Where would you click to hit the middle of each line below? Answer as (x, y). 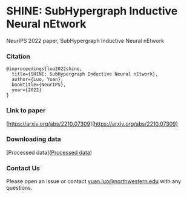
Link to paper (26, 111)
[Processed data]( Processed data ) (49, 152)
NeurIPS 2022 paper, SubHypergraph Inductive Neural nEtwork (85, 40)
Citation (18, 56)
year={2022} (27, 90)
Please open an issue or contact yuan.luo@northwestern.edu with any (94, 181)
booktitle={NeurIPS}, (39, 85)
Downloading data (34, 139)
